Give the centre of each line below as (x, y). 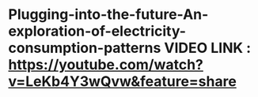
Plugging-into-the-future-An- (108, 15)
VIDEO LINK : (208, 48)
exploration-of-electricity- (97, 31)
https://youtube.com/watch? (106, 65)
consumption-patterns (85, 48)
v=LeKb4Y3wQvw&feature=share (123, 82)
